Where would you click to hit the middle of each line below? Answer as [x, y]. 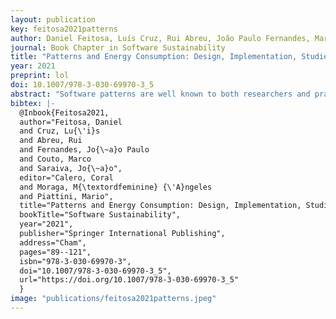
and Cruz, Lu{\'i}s [60, 131]
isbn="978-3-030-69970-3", [75, 261]
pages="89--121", [55, 252]
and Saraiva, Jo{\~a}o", [71, 168]
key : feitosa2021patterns [64, 29]
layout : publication [53, 19]
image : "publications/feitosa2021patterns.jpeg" [113, 299]
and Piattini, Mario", [66, 196]
